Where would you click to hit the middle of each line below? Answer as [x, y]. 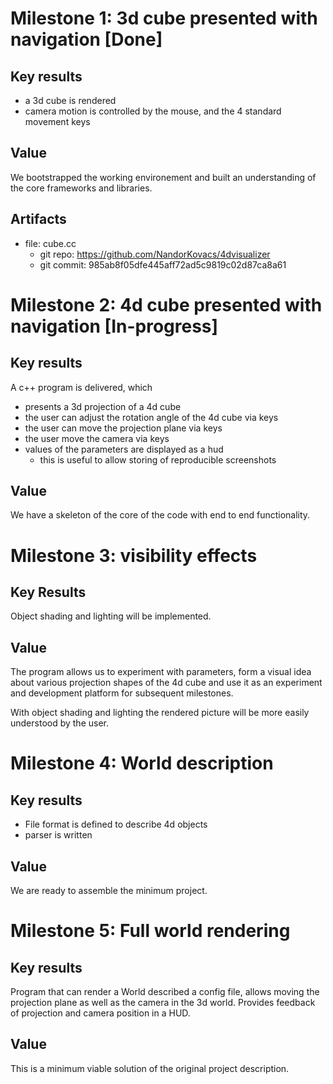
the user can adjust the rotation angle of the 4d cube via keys [151, 417]
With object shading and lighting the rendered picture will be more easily [160, 713]
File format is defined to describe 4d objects [116, 824]
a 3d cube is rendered [70, 100]
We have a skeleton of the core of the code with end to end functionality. [160, 515]
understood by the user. [60, 723]
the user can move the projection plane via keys [123, 428]
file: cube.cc [50, 243]
